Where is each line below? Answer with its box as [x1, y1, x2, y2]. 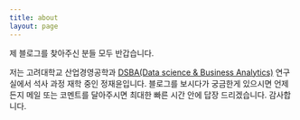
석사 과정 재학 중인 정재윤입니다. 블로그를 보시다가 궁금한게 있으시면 [33, 78, 273, 88]
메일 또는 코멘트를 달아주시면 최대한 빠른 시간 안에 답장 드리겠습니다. [25, 89, 267, 100]
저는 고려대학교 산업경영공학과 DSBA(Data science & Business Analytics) [9, 67, 274, 78]
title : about [9, 13, 59, 23]
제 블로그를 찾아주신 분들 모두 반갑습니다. [9, 47, 155, 59]
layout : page [9, 22, 59, 31]
